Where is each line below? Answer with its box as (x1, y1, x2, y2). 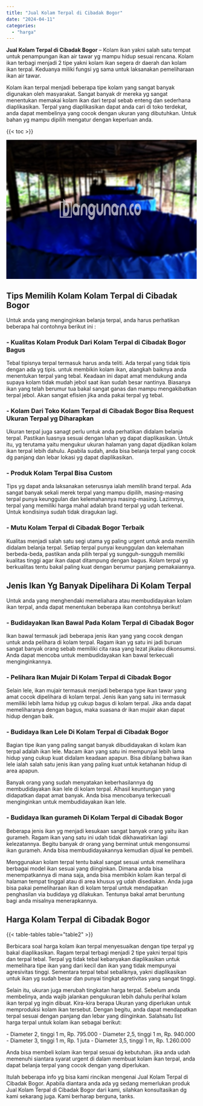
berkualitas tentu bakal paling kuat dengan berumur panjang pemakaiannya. (6, 563, 196, 570)
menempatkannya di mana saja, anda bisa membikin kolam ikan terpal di (6, 871, 187, 879)
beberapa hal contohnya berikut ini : (6, 323, 97, 330)
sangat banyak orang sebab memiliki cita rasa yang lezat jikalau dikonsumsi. (6, 645, 196, 652)
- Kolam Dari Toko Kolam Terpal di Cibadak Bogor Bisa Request (6, 406, 195, 415)
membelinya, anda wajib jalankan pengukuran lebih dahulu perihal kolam (6, 993, 187, 1000)
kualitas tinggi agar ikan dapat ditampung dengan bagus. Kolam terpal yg (6, 557, 188, 564)
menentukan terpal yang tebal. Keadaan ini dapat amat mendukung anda (6, 372, 187, 379)
